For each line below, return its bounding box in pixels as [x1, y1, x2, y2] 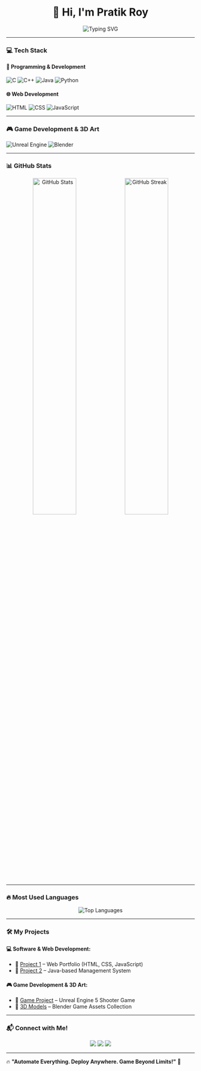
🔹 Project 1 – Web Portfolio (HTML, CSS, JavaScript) [14, 961, 144, 968]
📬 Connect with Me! [6, 1024, 68, 1033]
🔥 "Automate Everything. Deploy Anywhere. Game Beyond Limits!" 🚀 [6, 1058, 181, 1065]
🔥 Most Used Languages [6, 893, 79, 901]
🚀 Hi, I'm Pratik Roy [53, 5, 148, 19]
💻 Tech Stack [6, 46, 48, 55]
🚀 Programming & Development [6, 63, 86, 71]
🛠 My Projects [6, 928, 50, 936]
